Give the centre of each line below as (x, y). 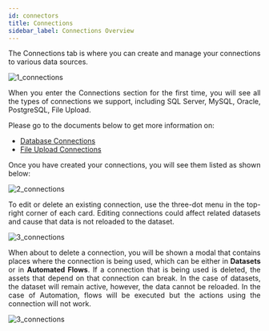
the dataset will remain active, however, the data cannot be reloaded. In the (134, 287)
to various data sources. (48, 62)
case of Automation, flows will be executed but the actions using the (134, 295)
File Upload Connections (60, 150)
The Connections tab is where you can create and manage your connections (134, 54)
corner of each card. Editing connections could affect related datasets (143, 213)
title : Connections (41, 23)
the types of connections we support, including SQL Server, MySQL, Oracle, (134, 102)
